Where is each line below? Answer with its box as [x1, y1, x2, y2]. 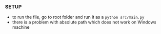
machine [12, 24, 30, 30]
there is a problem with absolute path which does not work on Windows [12, 19, 157, 25]
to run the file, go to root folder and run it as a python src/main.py [12, 14, 145, 20]
